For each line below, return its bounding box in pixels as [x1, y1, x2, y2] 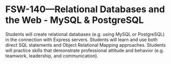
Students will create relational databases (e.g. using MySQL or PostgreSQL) [5, 31, 165, 37]
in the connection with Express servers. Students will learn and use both [5, 37, 158, 43]
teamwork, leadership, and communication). [5, 52, 99, 59]
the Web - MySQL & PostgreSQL [5, 14, 144, 26]
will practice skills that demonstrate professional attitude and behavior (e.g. [5, 47, 164, 53]
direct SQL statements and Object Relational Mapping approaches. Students [5, 42, 166, 48]
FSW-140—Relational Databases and [5, 4, 165, 15]
